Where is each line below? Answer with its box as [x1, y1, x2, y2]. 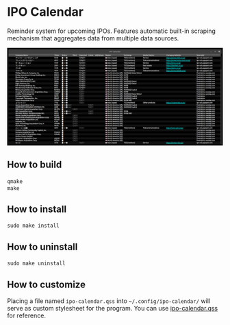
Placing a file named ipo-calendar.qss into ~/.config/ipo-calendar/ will [7, 297, 211, 305]
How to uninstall [7, 241, 78, 252]
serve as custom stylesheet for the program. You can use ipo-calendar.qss [7, 304, 218, 313]
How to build [7, 159, 62, 171]
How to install [7, 204, 67, 215]
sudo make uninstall [7, 260, 66, 267]
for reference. [7, 311, 47, 320]
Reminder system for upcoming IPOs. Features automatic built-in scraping [7, 27, 216, 35]
